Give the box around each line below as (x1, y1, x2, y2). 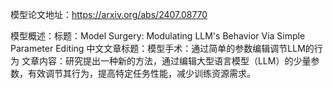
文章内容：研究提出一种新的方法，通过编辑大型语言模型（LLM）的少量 (21, 55, 312, 67)
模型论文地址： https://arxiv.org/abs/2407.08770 (10, 9, 208, 20)
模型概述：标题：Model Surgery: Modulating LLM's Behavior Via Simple (10, 30, 306, 42)
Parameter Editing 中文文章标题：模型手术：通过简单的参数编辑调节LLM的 (10, 43, 315, 54)
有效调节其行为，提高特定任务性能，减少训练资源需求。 (27, 68, 256, 79)
